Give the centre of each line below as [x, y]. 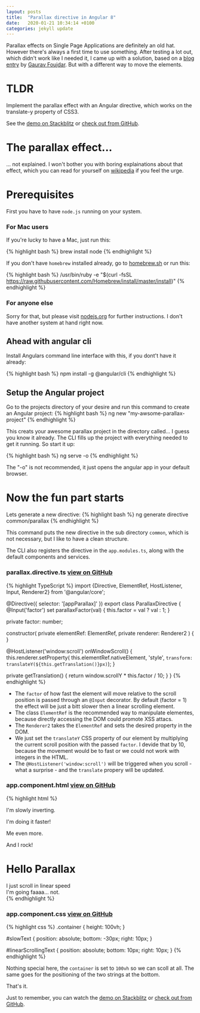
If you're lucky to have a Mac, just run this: [59, 240]
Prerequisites [40, 195]
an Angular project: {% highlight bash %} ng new [67, 414]
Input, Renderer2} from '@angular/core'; [56, 592]
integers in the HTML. [41, 757]
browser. [17, 474]
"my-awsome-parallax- [156, 414]
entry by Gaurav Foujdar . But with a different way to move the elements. [95, 65]
